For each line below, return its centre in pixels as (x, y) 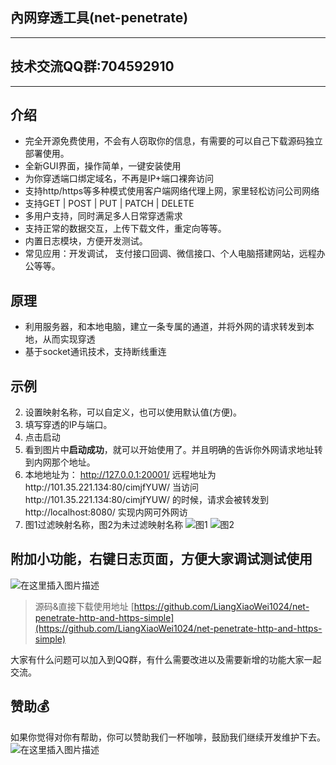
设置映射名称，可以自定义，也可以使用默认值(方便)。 (133, 412)
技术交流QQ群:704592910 (92, 66)
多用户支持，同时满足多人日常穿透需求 (103, 216)
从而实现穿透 (69, 339)
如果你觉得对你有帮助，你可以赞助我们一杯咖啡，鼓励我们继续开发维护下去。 (168, 737)
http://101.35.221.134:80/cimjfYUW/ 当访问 (112, 487)
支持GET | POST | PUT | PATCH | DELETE (109, 204)
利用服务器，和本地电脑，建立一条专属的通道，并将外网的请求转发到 (165, 327)
